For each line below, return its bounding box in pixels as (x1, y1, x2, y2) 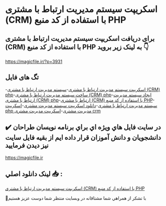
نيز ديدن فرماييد (5, 141, 49, 150)
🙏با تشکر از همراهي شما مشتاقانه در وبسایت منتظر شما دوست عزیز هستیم (5, 195, 146, 201)
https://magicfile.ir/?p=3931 (5, 59, 63, 64)
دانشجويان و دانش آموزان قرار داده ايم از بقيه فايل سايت (5, 133, 161, 142)
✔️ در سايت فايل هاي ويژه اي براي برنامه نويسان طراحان (5, 123, 161, 132)
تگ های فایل (5, 73, 39, 81)
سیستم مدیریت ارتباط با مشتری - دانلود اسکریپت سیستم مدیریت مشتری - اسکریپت (5, 102, 157, 109)
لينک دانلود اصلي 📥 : (5, 170, 63, 178)
